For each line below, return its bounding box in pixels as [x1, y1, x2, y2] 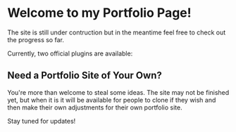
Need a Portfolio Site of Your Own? [7, 70, 162, 81]
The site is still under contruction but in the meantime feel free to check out [7, 28, 226, 37]
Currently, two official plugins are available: [7, 49, 133, 58]
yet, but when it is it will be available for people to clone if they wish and [7, 95, 216, 104]
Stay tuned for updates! [7, 117, 76, 125]
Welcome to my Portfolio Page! [7, 5, 192, 21]
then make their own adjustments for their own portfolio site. [7, 103, 182, 112]
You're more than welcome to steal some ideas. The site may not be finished [7, 88, 230, 96]
